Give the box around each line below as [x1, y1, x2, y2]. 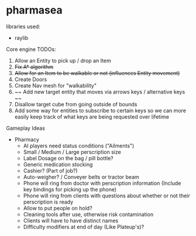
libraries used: [6, 23, 41, 30]
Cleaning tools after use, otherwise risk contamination [23, 211, 154, 218]
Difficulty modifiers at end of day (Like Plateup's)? [23, 223, 145, 230]
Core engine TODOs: [6, 45, 57, 53]
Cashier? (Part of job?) [23, 167, 78, 174]
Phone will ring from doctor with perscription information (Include [23, 180, 181, 187]
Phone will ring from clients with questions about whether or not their [23, 192, 190, 199]
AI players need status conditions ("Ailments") [23, 142, 135, 149]
